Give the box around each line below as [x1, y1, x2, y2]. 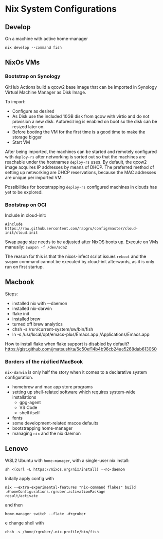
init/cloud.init [5, 230, 38, 235]
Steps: [5, 291, 18, 297]
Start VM [12, 139, 30, 145]
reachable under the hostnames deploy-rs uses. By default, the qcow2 [5, 159, 147, 165]
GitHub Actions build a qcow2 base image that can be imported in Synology [5, 84, 157, 90]
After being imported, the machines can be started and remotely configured [5, 149, 157, 154]
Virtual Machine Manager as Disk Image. [5, 89, 87, 95]
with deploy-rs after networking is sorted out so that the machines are [5, 154, 146, 159]
